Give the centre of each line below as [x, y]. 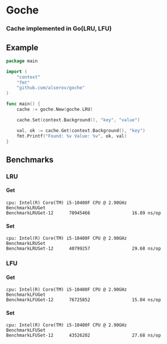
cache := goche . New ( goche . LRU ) [55, 110]
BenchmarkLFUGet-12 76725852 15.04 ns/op [83, 300]
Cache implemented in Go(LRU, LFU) [59, 29]
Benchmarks [30, 160]
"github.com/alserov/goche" [51, 88]
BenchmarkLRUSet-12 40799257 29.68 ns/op [83, 249]
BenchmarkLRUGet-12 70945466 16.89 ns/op [83, 213]
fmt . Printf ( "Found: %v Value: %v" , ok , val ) [72, 136]
